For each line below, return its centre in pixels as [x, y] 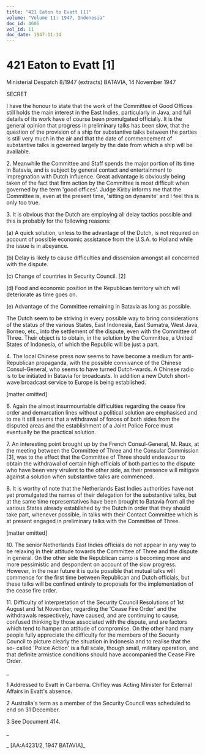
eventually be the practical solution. [51, 432]
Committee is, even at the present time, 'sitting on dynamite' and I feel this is [103, 196]
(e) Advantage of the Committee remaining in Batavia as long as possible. [99, 307]
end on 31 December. [33, 710]
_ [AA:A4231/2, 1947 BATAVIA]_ [46, 745]
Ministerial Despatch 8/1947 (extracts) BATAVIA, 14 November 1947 [91, 82]
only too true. [23, 202]
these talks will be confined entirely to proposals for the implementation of [100, 584]
